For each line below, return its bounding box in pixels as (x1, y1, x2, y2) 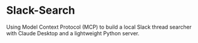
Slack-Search (6, 4, 75, 17)
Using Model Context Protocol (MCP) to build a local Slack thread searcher (6, 23, 192, 30)
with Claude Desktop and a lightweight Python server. (6, 29, 140, 36)
